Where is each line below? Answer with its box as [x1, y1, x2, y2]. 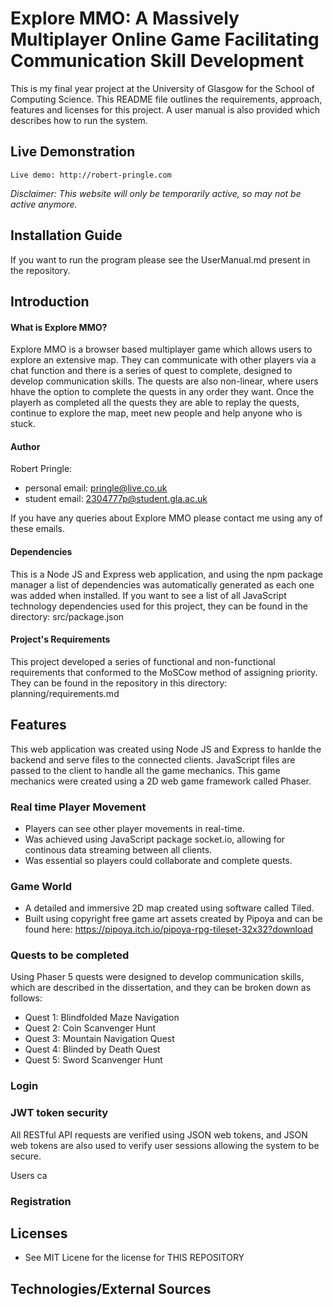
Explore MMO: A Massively [10, 7, 240, 30]
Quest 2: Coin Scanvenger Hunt [24, 1022, 157, 1034]
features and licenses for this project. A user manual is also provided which [10, 103, 320, 116]
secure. [10, 1150, 42, 1162]
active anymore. [10, 198, 78, 210]
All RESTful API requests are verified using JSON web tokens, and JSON [10, 1128, 308, 1141]
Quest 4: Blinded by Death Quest [24, 1043, 161, 1056]
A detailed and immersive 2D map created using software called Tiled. [24, 902, 315, 914]
